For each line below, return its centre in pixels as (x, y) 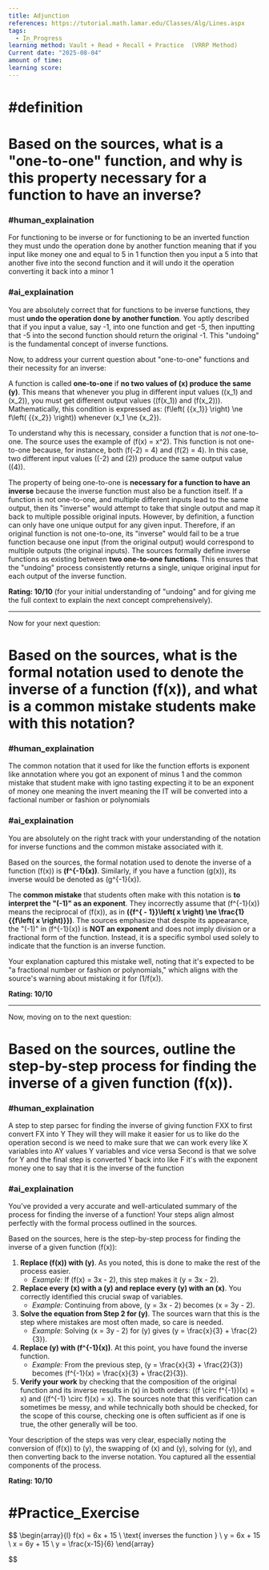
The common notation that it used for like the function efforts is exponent (129, 766)
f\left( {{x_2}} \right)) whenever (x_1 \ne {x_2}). (85, 417)
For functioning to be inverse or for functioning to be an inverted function (129, 238)
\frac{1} (231, 911)
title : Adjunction (39, 16)
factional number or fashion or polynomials (79, 800)
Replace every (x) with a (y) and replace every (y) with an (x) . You (130, 1288)
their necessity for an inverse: (57, 367)
